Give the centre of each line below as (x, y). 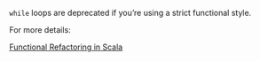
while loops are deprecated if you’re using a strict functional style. (130, 13)
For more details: (40, 30)
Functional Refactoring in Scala (66, 47)
